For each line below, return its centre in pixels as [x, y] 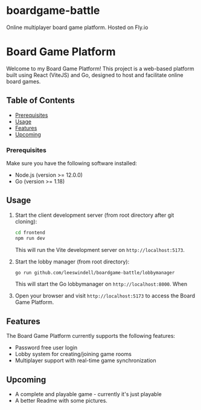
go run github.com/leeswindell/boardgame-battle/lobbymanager [95, 273]
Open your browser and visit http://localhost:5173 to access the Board [105, 296]
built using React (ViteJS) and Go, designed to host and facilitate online [95, 75]
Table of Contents [41, 101]
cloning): [26, 221]
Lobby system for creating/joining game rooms [73, 354]
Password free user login [46, 348]
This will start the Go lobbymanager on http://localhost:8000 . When [101, 284]
